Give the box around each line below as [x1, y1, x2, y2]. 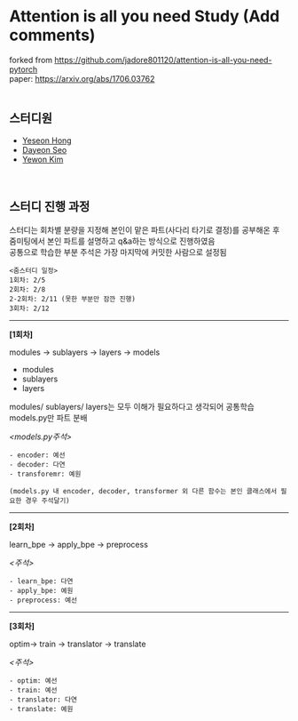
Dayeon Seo [21, 144, 67, 155]
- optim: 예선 [9, 676, 58, 685]
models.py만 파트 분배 [9, 412, 88, 423]
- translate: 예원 [9, 704, 74, 713]
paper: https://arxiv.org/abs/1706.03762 [9, 73, 155, 84]
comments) [9, 25, 96, 45]
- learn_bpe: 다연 [9, 576, 74, 586]
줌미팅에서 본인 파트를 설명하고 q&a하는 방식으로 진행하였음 [9, 236, 216, 246]
